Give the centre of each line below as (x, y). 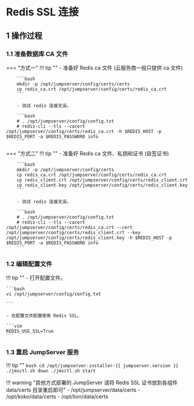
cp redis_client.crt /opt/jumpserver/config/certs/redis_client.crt (102, 180)
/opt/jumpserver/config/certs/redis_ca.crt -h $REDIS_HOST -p (84, 131)
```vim (14, 326)
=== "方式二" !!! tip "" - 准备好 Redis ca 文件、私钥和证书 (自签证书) (88, 153)
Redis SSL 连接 (43, 12)
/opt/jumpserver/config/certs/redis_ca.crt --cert (69, 227)
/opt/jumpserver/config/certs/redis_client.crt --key (73, 232)
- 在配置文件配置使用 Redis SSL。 (44, 316)
